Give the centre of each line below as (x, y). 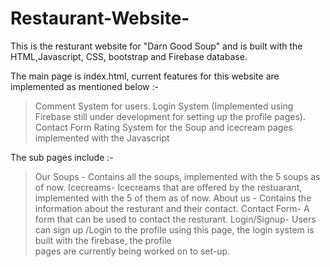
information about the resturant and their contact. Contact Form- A (172, 208)
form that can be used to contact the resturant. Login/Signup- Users (175, 219)
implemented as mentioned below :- (84, 86)
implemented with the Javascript (102, 138)
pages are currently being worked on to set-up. (132, 251)
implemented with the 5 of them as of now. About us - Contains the (173, 198)
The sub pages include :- (62, 157)
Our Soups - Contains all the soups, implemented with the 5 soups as (177, 176)
